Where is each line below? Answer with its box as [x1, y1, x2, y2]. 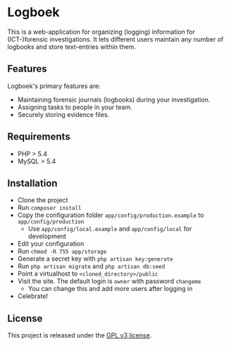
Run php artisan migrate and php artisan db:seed [17, 262, 166, 271]
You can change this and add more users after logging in [27, 285, 193, 293]
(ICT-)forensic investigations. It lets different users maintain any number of [7, 35, 224, 43]
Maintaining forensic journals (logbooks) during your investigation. [17, 95, 211, 104]
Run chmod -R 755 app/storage [17, 247, 107, 256]
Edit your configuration [17, 240, 85, 248]
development [27, 232, 67, 240]
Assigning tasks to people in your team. [17, 103, 132, 111]
